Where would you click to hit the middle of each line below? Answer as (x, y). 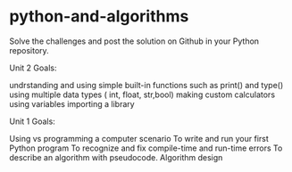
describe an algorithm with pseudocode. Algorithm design (116, 157)
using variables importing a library (72, 103)
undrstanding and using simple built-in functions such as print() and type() (146, 85)
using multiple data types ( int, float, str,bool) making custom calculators (142, 94)
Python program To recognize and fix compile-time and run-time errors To (146, 148)
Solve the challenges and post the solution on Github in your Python (134, 41)
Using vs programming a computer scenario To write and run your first (139, 138)
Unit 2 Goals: (33, 68)
